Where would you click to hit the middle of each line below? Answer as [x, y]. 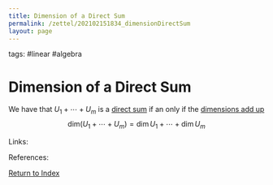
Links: [18, 141]
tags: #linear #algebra [45, 54]
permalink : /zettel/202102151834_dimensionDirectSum [100, 24]
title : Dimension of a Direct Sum [67, 16]
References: [28, 157]
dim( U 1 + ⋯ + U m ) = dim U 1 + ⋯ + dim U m [136, 125]
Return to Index [34, 173]
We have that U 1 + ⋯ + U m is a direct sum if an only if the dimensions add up [136, 110]
